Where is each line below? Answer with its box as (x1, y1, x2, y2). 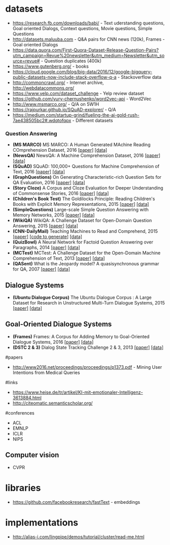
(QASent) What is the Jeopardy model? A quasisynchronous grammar (12, 261, 159, 267)
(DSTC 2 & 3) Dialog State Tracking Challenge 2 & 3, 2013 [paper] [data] (12, 344, 164, 350)
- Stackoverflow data (117, 74, 161, 80)
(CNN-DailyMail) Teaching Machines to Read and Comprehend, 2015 (12, 228, 158, 234)
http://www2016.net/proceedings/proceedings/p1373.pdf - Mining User (12, 364, 162, 370)
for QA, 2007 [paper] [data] (12, 266, 70, 272)
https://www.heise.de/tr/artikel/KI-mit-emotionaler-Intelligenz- (12, 389, 143, 395)
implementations (5, 516, 79, 528)
